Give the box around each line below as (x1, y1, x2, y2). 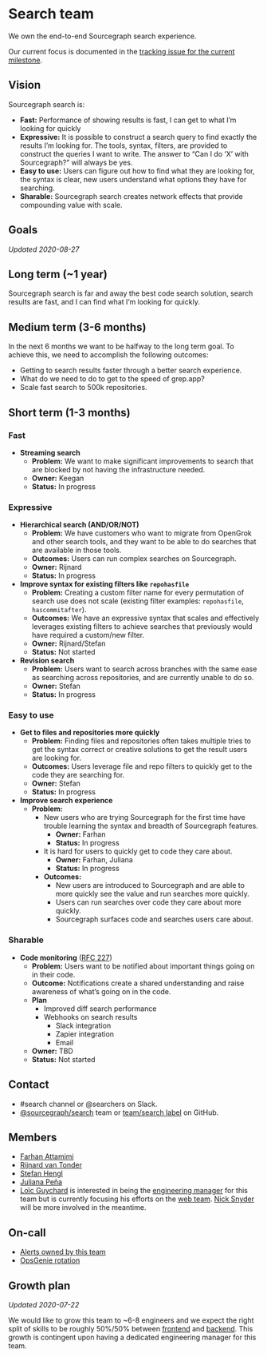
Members (8, 1130, 57, 1144)
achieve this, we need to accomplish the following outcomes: (8, 350, 209, 360)
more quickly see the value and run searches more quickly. (55, 889, 249, 899)
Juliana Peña (19, 1177, 62, 1187)
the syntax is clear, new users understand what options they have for (19, 174, 247, 184)
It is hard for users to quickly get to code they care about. (43, 846, 233, 856)
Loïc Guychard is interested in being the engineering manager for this (19, 1186, 249, 1196)
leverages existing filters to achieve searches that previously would (31, 622, 253, 631)
